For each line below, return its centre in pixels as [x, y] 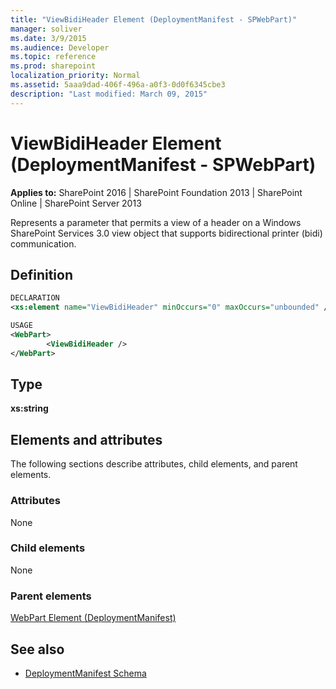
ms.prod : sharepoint [53, 66]
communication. [43, 243]
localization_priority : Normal [75, 76]
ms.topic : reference [53, 57]
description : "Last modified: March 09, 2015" [109, 94]
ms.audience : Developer [60, 47]
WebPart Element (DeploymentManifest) [93, 618]
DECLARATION [35, 298]
